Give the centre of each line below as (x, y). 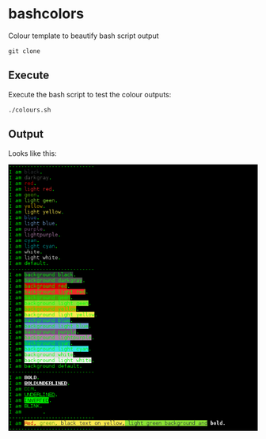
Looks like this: (32, 153)
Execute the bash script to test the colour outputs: (90, 94)
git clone (25, 51)
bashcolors (46, 14)
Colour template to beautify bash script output (84, 36)
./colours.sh (30, 110)
